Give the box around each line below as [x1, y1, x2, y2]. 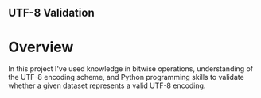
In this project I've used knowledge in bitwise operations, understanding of [8, 64, 253, 73]
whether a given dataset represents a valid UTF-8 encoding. [8, 81, 206, 90]
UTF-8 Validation [8, 6, 95, 20]
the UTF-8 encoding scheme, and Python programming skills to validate [8, 73, 244, 82]
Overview [8, 38, 74, 56]
